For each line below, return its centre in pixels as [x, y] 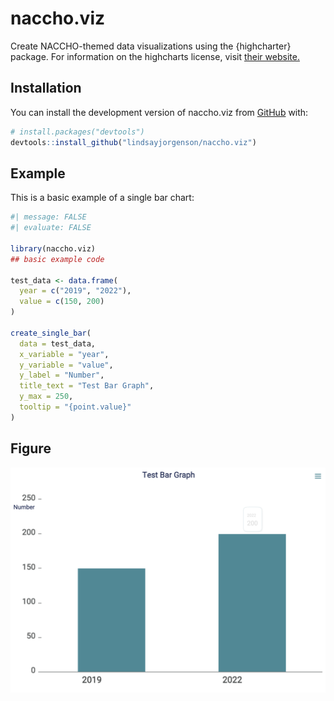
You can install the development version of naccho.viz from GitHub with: [159, 112]
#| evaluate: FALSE [51, 228]
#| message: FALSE [48, 217]
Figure [31, 448]
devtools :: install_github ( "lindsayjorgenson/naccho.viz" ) [133, 142]
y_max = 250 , [46, 397]
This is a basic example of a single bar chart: [102, 198]
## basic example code [57, 259]
